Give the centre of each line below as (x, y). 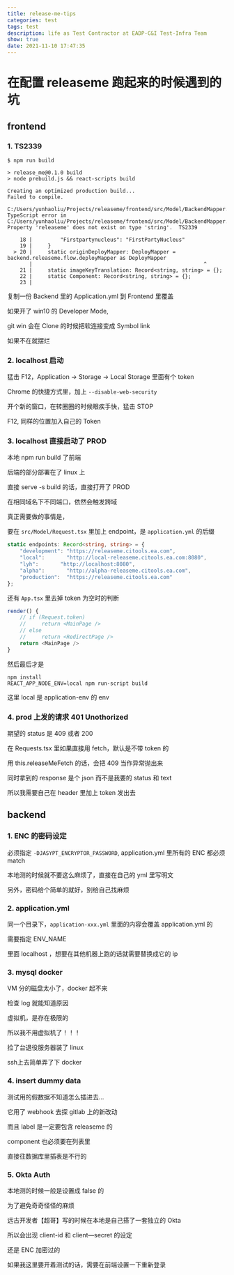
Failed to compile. (36, 197)
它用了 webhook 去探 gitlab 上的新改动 (62, 1111)
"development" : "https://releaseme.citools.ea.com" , (98, 551)
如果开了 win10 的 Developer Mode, (58, 311)
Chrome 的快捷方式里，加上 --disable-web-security (82, 392)
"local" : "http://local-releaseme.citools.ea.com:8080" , (114, 558)
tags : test (23, 26)
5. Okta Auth (29, 1175)
